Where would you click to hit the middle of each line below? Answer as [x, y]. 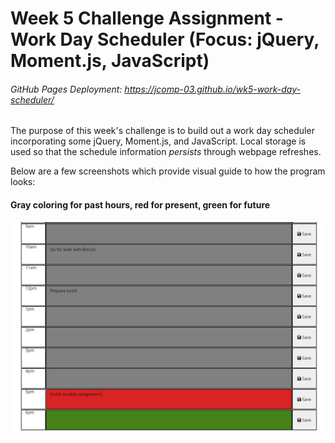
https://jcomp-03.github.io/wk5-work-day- [213, 89]
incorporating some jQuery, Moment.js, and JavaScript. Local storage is [158, 141]
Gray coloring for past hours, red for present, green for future [140, 204]
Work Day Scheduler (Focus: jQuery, [165, 39]
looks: [23, 182]
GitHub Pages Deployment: [66, 89]
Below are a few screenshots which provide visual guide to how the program [168, 171]
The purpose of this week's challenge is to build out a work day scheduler [162, 131]
